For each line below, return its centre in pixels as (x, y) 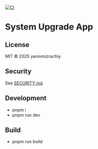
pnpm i (19, 110)
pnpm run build (27, 142)
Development (26, 98)
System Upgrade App (49, 27)
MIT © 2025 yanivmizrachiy (33, 56)
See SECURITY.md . (24, 83)
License (17, 45)
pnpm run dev (26, 115)
